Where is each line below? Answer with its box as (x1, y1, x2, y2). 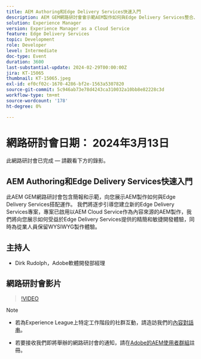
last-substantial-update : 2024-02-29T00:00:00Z (6, 64, 127, 71)
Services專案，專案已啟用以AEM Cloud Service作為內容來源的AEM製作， (6, 208, 187, 215)
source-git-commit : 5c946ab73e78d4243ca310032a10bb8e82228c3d (6, 87, 165, 93)
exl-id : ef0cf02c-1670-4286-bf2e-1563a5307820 (6, 81, 124, 87)
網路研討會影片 (6, 279, 62, 289)
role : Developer (6, 42, 47, 48)
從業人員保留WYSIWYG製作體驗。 (16, 223, 100, 230)
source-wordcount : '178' (6, 98, 68, 104)
